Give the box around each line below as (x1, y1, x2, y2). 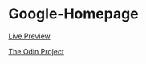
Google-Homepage (8, 5, 139, 23)
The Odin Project (8, 46, 64, 56)
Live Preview (8, 31, 51, 41)
